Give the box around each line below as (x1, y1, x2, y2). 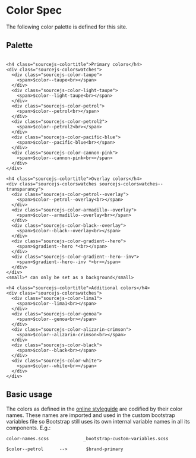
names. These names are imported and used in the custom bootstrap (6, 411, 175, 419)
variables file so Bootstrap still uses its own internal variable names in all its (6, 418, 190, 425)
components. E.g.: (6, 424, 51, 431)
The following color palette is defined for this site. (6, 23, 128, 30)
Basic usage (6, 390, 52, 400)
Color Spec (6, 4, 62, 17)
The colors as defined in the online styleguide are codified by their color (6, 405, 183, 412)
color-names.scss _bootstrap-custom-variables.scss (6, 435, 169, 441)
